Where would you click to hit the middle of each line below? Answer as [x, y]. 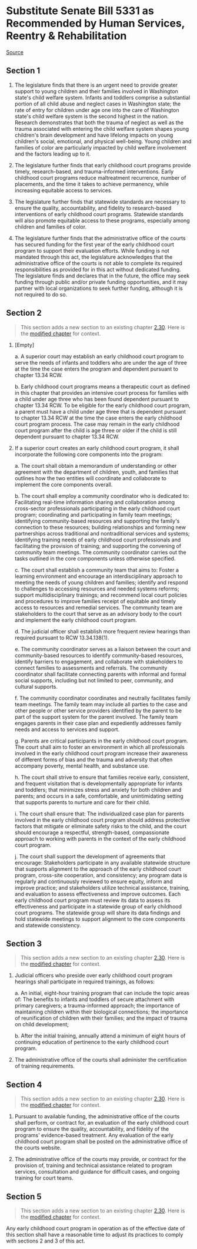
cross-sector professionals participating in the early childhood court [97, 508]
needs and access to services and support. [67, 729]
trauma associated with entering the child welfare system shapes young [102, 128]
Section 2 [24, 313]
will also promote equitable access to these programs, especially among [102, 220]
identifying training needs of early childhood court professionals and [98, 540]
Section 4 [24, 1084]
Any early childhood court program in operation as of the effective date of [96, 1228]
